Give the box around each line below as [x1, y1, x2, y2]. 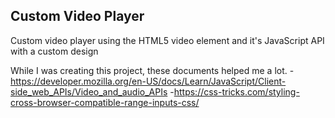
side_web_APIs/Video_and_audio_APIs [10, 85, 168, 98]
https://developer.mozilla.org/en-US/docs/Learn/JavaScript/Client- [10, 75, 287, 87]
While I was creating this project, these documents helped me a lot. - [10, 64, 295, 76]
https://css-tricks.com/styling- [173, 85, 300, 98]
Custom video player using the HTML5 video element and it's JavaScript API [10, 34, 325, 46]
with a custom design [10, 45, 99, 57]
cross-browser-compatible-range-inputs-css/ [10, 96, 200, 108]
